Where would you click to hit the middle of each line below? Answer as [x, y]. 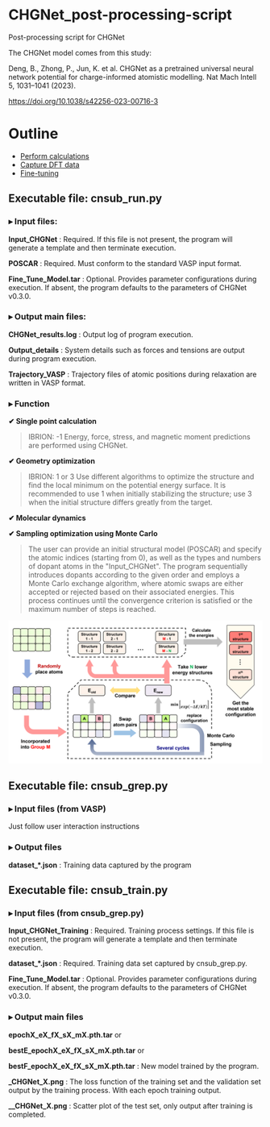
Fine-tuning [39, 173]
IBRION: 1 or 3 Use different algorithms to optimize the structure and [141, 476]
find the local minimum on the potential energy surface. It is [127, 485]
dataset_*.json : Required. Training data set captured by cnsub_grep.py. [128, 963]
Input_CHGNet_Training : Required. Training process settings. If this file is [131, 931]
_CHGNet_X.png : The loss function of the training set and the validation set [135, 1081]
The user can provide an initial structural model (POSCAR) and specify [145, 549]
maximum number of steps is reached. [92, 609]
